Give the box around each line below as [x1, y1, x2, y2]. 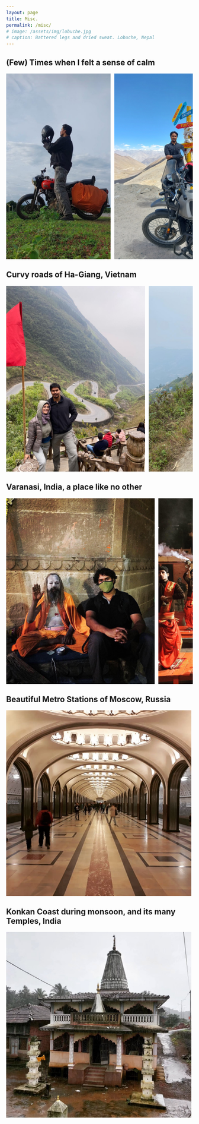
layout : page [6, 10, 38, 15]
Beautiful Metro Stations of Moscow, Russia [6, 694, 171, 704]
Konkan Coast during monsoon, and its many [6, 907, 176, 917]
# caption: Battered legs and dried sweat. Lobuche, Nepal [6, 34, 155, 41]
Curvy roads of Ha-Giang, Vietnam [6, 270, 137, 280]
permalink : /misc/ [6, 22, 52, 28]
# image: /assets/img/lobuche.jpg [6, 29, 92, 34]
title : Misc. [6, 15, 38, 22]
